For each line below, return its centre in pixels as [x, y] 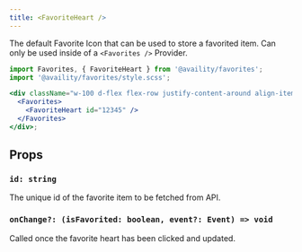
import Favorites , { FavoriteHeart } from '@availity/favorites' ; [136, 69]
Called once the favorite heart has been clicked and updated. [123, 238]
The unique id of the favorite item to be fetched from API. [115, 197]
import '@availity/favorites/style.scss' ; [90, 77]
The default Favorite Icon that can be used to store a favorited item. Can [143, 43]
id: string [33, 179]
